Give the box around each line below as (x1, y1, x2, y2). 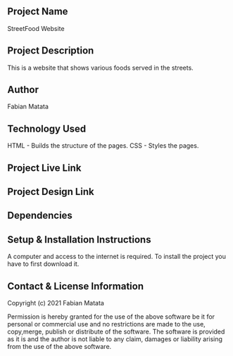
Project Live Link (7, 162, 82, 174)
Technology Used (7, 122, 87, 134)
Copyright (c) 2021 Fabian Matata (7, 299, 104, 307)
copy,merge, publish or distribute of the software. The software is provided (7, 327, 225, 336)
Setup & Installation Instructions (7, 234, 151, 246)
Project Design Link (7, 186, 95, 198)
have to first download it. (7, 260, 80, 268)
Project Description (7, 45, 94, 57)
